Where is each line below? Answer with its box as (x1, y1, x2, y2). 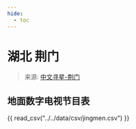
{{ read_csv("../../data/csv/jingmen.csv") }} (7, 114, 130, 122)
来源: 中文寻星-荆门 (24, 73, 80, 81)
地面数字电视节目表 (7, 95, 90, 107)
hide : (7, 10, 23, 17)
